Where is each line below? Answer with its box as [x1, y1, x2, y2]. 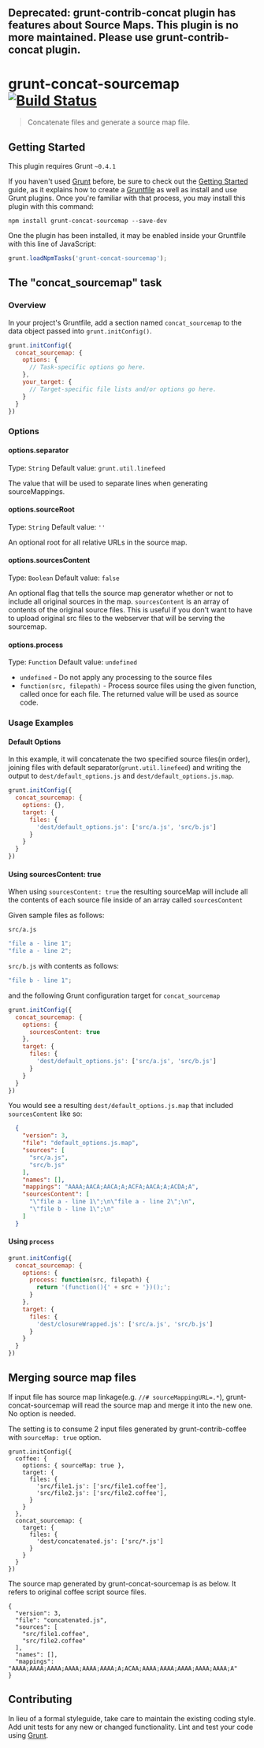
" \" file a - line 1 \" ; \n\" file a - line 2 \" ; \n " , [28, 1198, 195, 1206]
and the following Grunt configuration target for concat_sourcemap [8, 991, 221, 1000]
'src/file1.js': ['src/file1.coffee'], [36, 1482, 168, 1490]
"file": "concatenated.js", [15, 1616, 108, 1624]
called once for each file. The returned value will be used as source [19, 690, 239, 699]
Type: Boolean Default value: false [8, 573, 120, 582]
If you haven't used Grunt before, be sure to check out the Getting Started [8, 177, 248, 186]
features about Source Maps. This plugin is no [8, 19, 239, 32]
